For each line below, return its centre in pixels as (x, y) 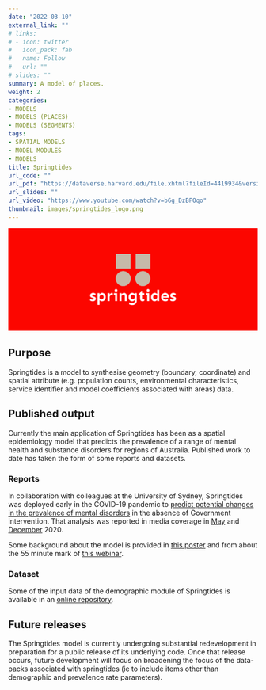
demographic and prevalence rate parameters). (85, 677)
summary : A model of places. (56, 83)
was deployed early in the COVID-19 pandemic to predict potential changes (131, 504)
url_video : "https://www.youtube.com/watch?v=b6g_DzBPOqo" (108, 201)
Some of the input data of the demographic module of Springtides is (120, 591)
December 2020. (36, 529)
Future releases (47, 625)
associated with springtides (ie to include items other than (124, 669)
